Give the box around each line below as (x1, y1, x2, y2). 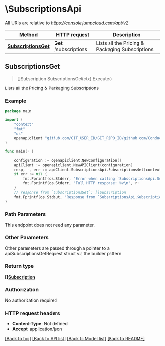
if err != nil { (14, 172, 48, 176)
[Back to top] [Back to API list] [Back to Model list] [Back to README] (5, 336, 145, 342)
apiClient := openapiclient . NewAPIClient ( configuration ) (14, 162, 133, 168)
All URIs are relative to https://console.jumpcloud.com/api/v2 (5, 20, 129, 26)
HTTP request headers (5, 310, 60, 317)
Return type (5, 263, 34, 270)
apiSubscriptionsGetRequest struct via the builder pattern (5, 251, 122, 257)
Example (5, 97, 27, 104)
